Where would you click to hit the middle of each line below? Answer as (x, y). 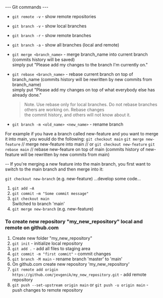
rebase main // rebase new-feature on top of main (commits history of (75, 149)
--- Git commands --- (27, 7)
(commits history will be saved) (43, 60)
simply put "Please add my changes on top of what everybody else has (83, 90)
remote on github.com (32, 228)
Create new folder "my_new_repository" (52, 238)
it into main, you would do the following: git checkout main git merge (74, 139)
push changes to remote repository (47, 290)
